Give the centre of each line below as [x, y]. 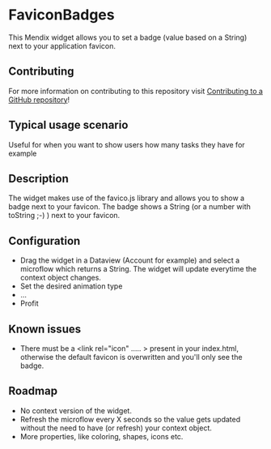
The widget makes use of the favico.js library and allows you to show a [127, 198]
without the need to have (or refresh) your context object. [116, 428]
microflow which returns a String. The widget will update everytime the [138, 269]
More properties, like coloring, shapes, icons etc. [102, 436]
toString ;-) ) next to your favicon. [64, 216]
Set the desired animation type [71, 286]
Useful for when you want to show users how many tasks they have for [127, 144]
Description [38, 179]
